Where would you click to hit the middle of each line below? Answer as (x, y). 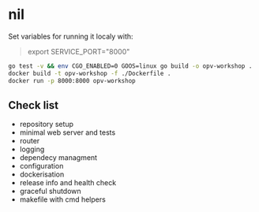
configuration (41, 166)
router (30, 141)
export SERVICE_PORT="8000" (79, 51)
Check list (34, 105)
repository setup (46, 125)
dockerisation (42, 174)
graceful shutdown (50, 192)
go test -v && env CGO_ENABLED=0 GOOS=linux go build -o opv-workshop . (130, 66)
